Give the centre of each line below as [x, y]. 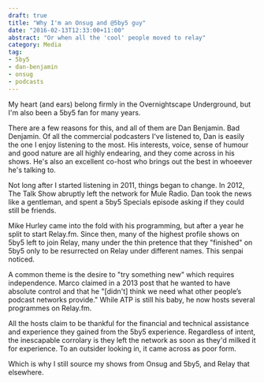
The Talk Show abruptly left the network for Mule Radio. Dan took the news [130, 193]
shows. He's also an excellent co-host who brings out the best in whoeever [130, 161]
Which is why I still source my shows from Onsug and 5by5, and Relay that [129, 363]
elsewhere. [26, 372]
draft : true [28, 15]
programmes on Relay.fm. [50, 308]
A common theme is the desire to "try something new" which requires [121, 274]
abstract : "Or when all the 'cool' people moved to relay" [107, 38]
